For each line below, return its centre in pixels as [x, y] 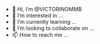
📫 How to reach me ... [40, 35]
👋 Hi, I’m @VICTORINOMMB [47, 9]
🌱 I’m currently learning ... [44, 22]
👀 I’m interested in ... [38, 15]
